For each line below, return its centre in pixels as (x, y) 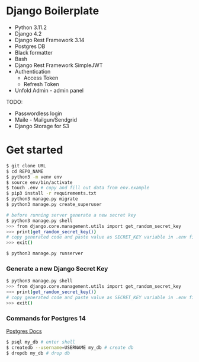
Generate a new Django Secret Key (57, 268)
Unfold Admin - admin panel (49, 90)
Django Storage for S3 (42, 126)
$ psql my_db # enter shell (41, 342)
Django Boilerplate (53, 11)
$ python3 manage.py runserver (45, 253)
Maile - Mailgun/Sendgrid (46, 119)
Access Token (41, 78)
